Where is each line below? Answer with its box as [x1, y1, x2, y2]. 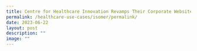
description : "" [6, 30, 46, 36]
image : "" [6, 36, 30, 42]
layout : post [6, 25, 38, 31]
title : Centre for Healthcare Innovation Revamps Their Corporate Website [6, 8, 193, 15]
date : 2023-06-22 [6, 19, 49, 25]
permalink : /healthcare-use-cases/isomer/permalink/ [6, 14, 138, 20]
